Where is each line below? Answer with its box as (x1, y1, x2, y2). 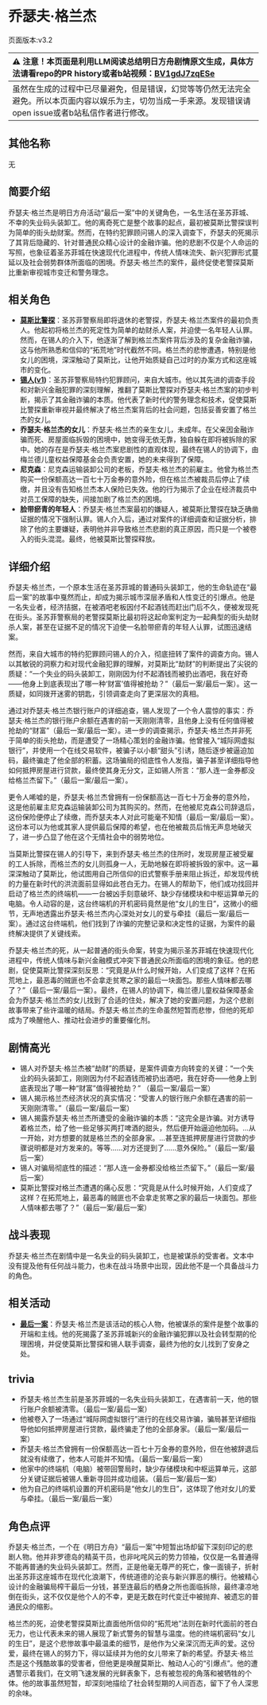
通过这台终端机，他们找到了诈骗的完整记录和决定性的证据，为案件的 (25, 919, 249, 928)
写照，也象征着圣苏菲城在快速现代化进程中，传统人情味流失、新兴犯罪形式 (8, 248, 252, 257)
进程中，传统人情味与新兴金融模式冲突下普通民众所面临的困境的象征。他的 (8, 956, 252, 966)
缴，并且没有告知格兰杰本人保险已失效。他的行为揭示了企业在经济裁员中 (19, 485, 257, 494)
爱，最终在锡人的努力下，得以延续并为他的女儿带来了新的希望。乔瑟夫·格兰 (8, 1648, 254, 1658)
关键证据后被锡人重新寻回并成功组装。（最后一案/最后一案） (26, 1474, 221, 1484)
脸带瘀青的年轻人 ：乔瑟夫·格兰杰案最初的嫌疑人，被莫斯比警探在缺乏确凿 (19, 505, 259, 514)
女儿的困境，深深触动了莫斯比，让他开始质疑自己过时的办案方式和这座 (19, 355, 250, 365)
